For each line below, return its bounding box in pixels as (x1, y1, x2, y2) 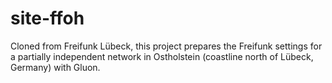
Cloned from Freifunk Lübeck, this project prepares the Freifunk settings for (10, 40, 323, 52)
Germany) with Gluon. (10, 61, 101, 73)
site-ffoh (10, 7, 85, 30)
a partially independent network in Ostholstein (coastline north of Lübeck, (10, 50, 314, 62)
